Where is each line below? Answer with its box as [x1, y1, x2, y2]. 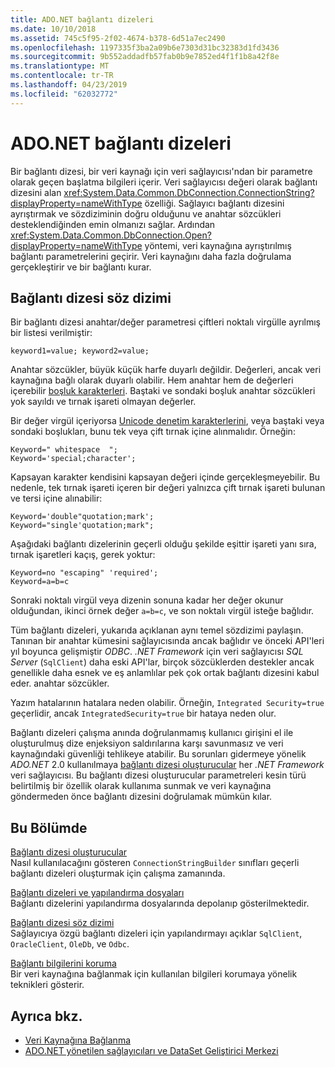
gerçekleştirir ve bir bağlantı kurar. [10, 261, 152, 273]
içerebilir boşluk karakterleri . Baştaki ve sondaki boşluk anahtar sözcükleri [10, 385, 316, 397]
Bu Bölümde [10, 819, 88, 836]
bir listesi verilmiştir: [10, 327, 93, 339]
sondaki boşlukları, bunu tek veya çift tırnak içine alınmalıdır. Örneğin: [10, 426, 296, 438]
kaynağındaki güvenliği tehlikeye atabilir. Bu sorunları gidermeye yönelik [10, 748, 307, 760]
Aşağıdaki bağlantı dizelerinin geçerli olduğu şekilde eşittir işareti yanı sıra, [10, 538, 317, 550]
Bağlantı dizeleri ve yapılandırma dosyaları [10, 887, 185, 899]
